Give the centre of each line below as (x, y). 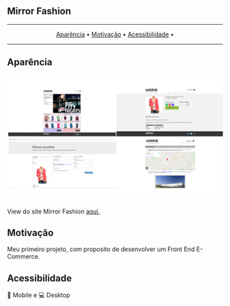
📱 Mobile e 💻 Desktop (39, 295)
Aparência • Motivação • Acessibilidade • (115, 34)
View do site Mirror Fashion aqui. (54, 211)
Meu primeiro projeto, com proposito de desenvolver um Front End (101, 249)
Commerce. (24, 257)
